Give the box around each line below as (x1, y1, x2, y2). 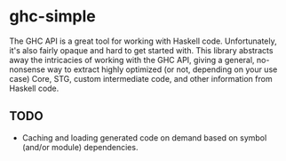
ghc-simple (9, 6, 96, 27)
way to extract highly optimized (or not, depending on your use (47, 64, 278, 75)
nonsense (9, 64, 46, 75)
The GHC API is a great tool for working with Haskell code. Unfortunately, (9, 36, 277, 46)
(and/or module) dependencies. (21, 141, 139, 152)
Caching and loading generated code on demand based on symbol (21, 132, 267, 143)
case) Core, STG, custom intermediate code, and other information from (9, 73, 273, 84)
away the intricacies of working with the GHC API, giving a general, (9, 54, 255, 65)
